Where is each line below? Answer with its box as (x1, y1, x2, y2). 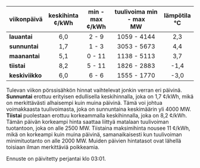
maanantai (9, 52, 40, 60)
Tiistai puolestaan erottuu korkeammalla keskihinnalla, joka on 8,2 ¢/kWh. (6, 112, 187, 119)
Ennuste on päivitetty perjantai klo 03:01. (6, 155, 106, 162)
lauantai (9, 33, 33, 41)
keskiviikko (9, 71, 42, 79)
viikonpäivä (9, 15, 43, 23)
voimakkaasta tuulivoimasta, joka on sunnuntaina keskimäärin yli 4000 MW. (6, 105, 192, 113)
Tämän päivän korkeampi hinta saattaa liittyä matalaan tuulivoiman (6, 119, 169, 125)
